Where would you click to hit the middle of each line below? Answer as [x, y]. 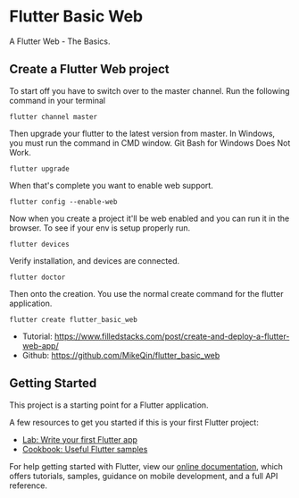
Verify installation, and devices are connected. [95, 260]
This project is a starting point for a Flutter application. [109, 405]
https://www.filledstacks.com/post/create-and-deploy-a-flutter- [172, 336]
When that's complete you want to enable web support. [112, 185]
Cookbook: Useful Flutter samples [85, 449]
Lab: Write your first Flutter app [80, 439]
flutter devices [39, 244]
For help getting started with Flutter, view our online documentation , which [146, 466]
